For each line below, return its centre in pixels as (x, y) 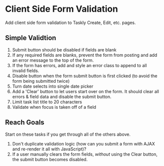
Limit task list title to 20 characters (47, 102)
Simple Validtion (31, 38)
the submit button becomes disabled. (50, 159)
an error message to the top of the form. (53, 60)
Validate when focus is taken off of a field (54, 107)
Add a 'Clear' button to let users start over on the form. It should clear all (86, 91)
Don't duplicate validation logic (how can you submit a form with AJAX (83, 143)
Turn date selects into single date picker (53, 86)
